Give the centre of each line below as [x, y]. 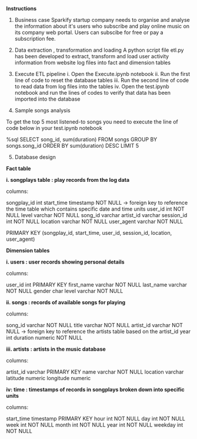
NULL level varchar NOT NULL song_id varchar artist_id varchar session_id [97, 215]
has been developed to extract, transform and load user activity [92, 56]
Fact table [19, 168]
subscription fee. [35, 39]
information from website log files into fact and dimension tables [93, 62]
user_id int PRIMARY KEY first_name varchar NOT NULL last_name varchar [96, 285]
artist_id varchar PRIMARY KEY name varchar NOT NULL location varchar [95, 372]
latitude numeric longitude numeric [49, 378]
